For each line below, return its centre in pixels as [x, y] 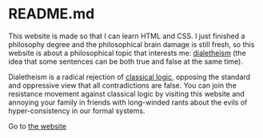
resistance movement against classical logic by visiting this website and [127, 93]
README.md [52, 14]
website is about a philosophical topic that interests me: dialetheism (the [127, 53]
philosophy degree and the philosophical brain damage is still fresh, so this [131, 44]
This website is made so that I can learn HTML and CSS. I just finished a [127, 36]
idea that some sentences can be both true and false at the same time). [126, 61]
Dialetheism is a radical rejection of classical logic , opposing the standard [129, 77]
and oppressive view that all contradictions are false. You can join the [123, 85]
